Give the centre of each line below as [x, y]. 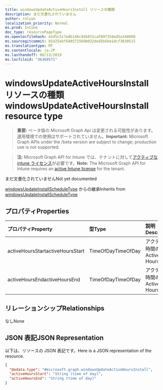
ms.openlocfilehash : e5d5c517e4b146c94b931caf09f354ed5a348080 [70, 37]
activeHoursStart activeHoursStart [46, 251]
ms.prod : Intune [21, 28]
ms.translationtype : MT [29, 46]
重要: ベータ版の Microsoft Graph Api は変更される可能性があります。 [86, 130]
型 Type [98, 229]
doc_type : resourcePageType [33, 32]
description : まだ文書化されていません [41, 14]
